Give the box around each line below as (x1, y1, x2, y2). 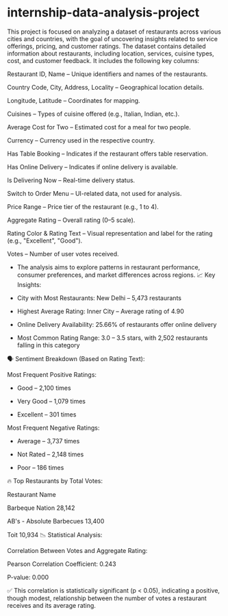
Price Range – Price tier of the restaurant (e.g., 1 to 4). (7, 202, 159, 210)
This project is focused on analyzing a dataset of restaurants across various (7, 27, 221, 36)
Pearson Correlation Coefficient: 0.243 (7, 560, 116, 568)
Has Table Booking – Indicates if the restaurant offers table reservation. (7, 149, 208, 158)
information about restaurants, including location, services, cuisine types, (7, 49, 214, 58)
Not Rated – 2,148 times (16, 450, 84, 458)
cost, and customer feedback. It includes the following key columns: (7, 56, 200, 64)
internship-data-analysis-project (7, 5, 200, 21)
